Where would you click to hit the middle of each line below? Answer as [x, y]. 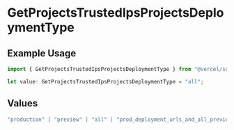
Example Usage [42, 53]
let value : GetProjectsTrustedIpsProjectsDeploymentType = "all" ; [106, 81]
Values [23, 103]
